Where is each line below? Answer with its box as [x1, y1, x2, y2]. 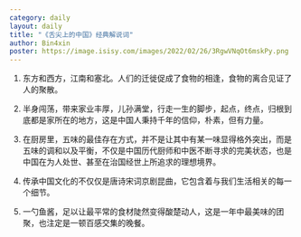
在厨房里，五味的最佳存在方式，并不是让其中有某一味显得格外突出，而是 [22, 134, 292, 145]
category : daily [9, 13, 71, 23]
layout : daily [9, 22, 63, 31]
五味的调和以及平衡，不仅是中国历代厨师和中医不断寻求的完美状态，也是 [22, 146, 292, 156]
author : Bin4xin [9, 38, 71, 48]
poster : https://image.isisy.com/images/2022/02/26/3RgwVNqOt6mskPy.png [9, 47, 289, 56]
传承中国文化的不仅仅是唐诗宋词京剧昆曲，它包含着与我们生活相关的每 [22, 175, 285, 186]
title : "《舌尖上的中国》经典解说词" [9, 30, 134, 39]
